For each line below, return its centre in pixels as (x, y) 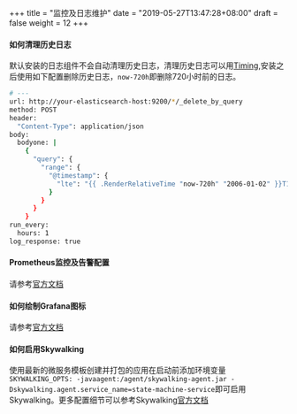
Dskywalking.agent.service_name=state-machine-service (112, 390)
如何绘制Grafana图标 (48, 306)
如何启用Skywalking (47, 349)
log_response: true (45, 241)
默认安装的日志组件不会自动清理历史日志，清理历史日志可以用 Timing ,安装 (143, 65)
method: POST (33, 110)
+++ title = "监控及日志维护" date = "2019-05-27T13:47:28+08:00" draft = (144, 13)
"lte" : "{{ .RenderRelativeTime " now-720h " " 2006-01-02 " (164, 184)
